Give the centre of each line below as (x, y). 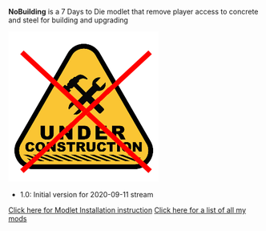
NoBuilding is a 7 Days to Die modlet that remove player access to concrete (133, 12)
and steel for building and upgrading (68, 20)
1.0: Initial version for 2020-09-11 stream (87, 195)
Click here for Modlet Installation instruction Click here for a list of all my (127, 210)
